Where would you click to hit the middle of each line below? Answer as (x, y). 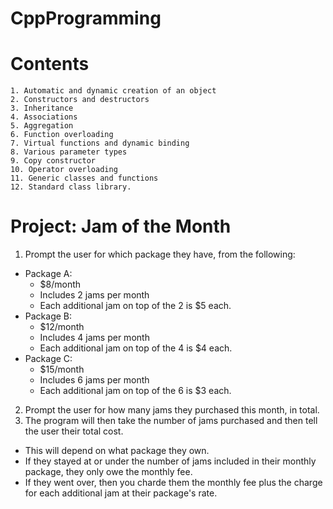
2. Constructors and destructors (80, 100)
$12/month (62, 327)
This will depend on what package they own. (117, 451)
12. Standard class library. (71, 187)
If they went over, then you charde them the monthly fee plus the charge (173, 483)
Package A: (48, 274)
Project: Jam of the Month (121, 226)
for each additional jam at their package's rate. (121, 493)
